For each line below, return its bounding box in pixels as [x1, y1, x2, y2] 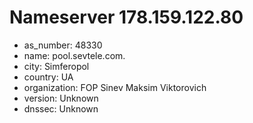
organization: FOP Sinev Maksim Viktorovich [23, 81, 207, 93]
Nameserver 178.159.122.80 [9, 6, 244, 29]
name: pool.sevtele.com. [23, 49, 126, 61]
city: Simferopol [23, 60, 90, 72]
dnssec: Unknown [23, 102, 99, 115]
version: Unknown [23, 92, 99, 104]
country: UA [23, 71, 74, 83]
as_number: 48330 [23, 39, 103, 51]
